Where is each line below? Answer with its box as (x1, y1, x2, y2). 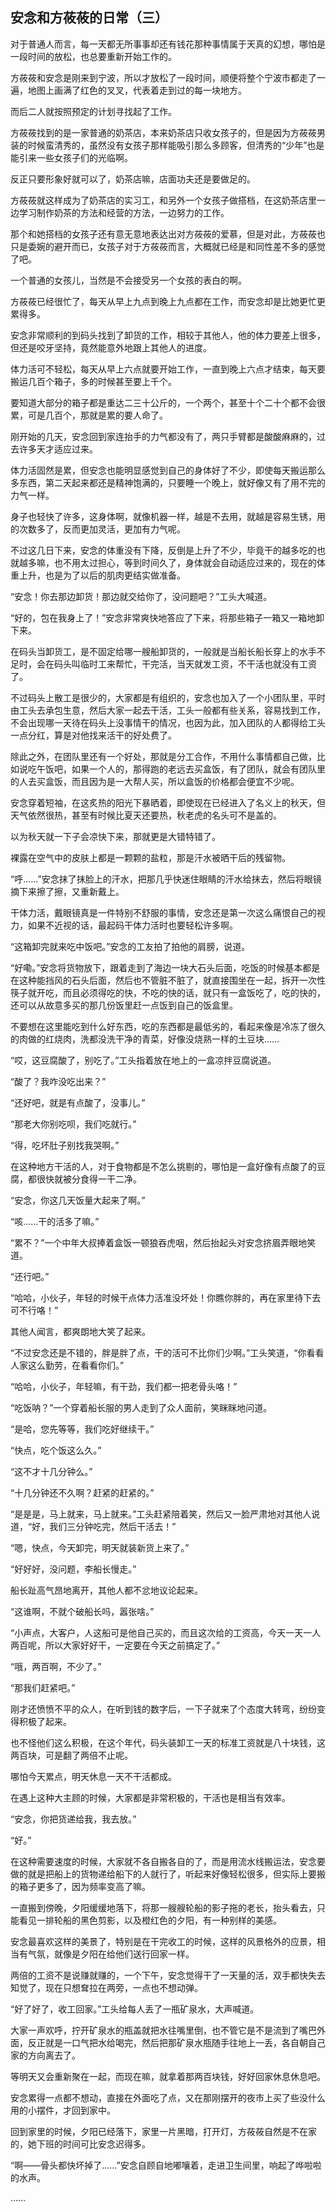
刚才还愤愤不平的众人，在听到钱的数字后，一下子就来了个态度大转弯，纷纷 (10, 1703, 317, 1715)
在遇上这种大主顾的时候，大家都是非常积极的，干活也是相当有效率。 (10, 1791, 291, 1803)
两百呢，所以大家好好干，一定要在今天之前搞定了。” (10, 1639, 221, 1651)
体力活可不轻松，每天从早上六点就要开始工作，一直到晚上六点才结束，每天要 (10, 363, 326, 375)
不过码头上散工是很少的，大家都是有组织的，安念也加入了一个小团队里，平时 (10, 691, 326, 703)
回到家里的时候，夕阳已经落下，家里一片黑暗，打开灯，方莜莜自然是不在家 (10, 2125, 317, 2137)
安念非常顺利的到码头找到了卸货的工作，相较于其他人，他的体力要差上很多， (10, 329, 326, 341)
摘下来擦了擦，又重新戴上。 (10, 885, 125, 897)
